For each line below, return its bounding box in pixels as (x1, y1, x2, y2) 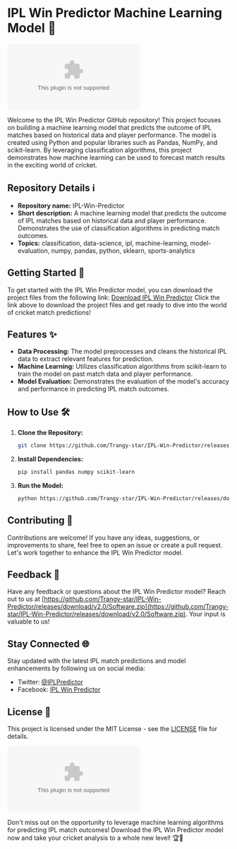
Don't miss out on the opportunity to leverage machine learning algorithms (7, 818, 224, 827)
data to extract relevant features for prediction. (17, 355, 154, 363)
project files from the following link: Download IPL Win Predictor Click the (7, 293, 220, 302)
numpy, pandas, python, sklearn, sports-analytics (51, 246, 195, 255)
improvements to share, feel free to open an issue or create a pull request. (7, 540, 223, 549)
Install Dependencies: (17, 455, 83, 463)
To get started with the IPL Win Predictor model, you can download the (7, 285, 213, 294)
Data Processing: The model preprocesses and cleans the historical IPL (17, 348, 227, 356)
